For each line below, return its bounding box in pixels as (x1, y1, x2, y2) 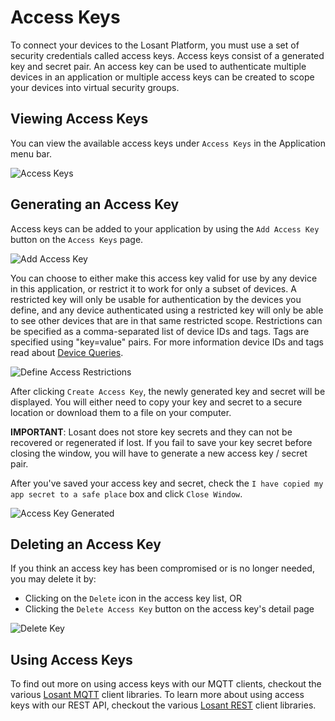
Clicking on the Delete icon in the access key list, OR (24, 592, 242, 605)
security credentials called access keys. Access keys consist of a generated (10, 49, 325, 61)
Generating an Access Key (10, 196, 180, 213)
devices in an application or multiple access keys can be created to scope (10, 71, 315, 83)
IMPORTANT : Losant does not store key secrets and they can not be (10, 426, 293, 438)
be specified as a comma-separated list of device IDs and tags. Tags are (10, 325, 310, 337)
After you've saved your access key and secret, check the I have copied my (10, 477, 324, 489)
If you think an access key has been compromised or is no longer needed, (10, 562, 315, 575)
